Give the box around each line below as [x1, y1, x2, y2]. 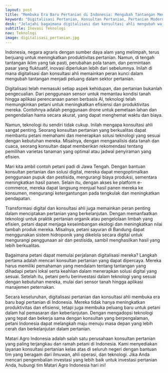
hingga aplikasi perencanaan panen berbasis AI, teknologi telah [5, 96, 136, 102]
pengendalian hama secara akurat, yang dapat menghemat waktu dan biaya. [5, 112, 163, 118]
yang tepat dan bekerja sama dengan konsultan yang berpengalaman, [5, 315, 149, 321]
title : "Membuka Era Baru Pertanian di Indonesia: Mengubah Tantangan [5, 12, 155, 17]
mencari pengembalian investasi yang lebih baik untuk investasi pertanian [5, 356, 157, 362]
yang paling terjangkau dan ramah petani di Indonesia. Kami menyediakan [5, 340, 157, 346]
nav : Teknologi [5, 31, 37, 36]
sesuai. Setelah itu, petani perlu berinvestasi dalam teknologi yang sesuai [5, 273, 156, 279]
